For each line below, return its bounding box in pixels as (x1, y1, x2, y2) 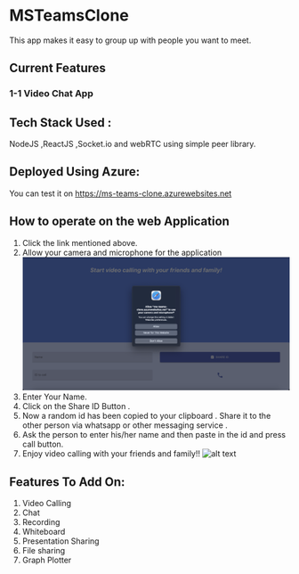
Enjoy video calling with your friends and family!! (21, 448, 201, 459)
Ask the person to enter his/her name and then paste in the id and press (21, 430, 287, 440)
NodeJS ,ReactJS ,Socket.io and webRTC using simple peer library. (9, 139, 256, 150)
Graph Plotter (21, 554, 72, 566)
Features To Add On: (9, 474, 125, 489)
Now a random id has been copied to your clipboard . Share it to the (21, 411, 271, 422)
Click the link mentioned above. (21, 237, 138, 248)
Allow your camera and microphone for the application (21, 247, 222, 258)
